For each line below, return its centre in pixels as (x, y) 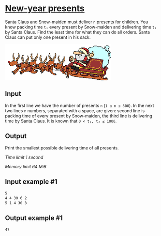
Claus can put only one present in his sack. (48, 37)
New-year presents (45, 8)
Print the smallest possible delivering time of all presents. (62, 147)
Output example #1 (34, 218)
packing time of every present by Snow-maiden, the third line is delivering (79, 116)
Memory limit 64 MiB (26, 166)
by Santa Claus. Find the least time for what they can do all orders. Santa (78, 32)
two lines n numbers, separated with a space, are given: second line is (75, 111)
